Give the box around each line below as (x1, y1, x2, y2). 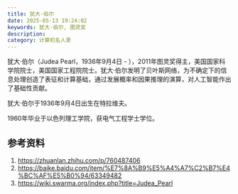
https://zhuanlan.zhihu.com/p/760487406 (17, 156, 141, 164)
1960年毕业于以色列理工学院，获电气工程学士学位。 (7, 114, 158, 123)
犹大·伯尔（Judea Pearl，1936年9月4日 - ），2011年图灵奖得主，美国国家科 (7, 58, 226, 66)
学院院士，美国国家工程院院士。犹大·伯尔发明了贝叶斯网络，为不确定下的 (7, 66, 222, 75)
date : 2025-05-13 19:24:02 (7, 17, 87, 24)
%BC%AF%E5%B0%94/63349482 (17, 171, 122, 180)
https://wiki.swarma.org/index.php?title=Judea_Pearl (17, 178, 173, 187)
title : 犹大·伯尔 (7, 10, 55, 18)
